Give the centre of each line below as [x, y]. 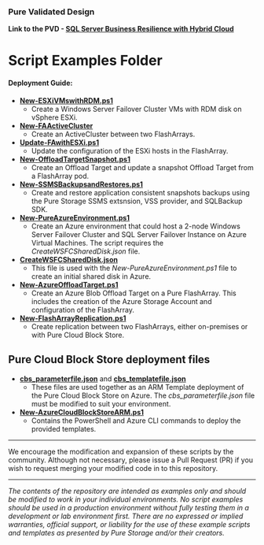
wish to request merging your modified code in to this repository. [113, 468]
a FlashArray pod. [60, 176]
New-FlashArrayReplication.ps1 [73, 318]
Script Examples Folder [85, 61]
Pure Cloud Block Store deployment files [109, 360]
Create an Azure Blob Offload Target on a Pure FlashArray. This [134, 293]
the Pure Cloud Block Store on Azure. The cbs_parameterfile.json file [143, 395]
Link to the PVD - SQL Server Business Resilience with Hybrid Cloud [121, 29]
